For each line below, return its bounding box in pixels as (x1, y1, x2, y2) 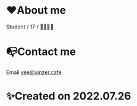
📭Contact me (6, 45, 76, 59)
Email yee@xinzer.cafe (6, 69, 62, 76)
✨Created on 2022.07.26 (6, 89, 132, 103)
